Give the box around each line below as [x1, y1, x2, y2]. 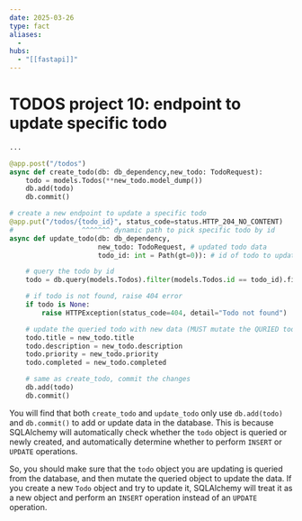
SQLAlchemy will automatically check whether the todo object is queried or [9, 426, 288, 437]
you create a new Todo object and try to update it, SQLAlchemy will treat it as [9, 482, 293, 493]
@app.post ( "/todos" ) [9, 159, 87, 168]
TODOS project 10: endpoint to [9, 94, 241, 114]
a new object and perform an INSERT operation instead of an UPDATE [9, 492, 258, 503]
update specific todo [9, 114, 168, 133]
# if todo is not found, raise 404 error [25, 292, 182, 301]
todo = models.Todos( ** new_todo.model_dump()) [25, 176, 203, 185]
